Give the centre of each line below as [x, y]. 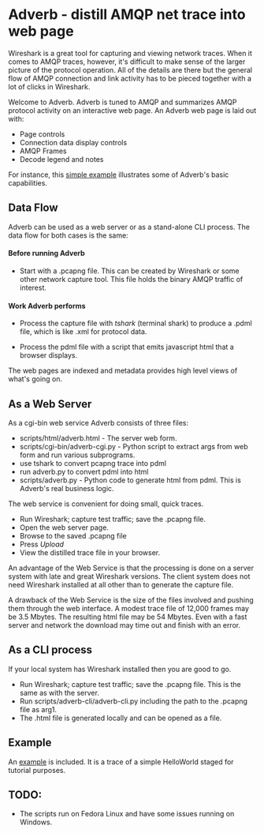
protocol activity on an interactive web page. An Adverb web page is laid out [132, 110]
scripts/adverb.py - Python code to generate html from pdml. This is [130, 480]
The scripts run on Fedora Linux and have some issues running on [127, 814]
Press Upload [42, 544]
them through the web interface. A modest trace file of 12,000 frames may [129, 608]
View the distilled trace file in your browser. [90, 552]
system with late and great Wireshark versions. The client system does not [129, 576]
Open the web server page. [64, 527]
